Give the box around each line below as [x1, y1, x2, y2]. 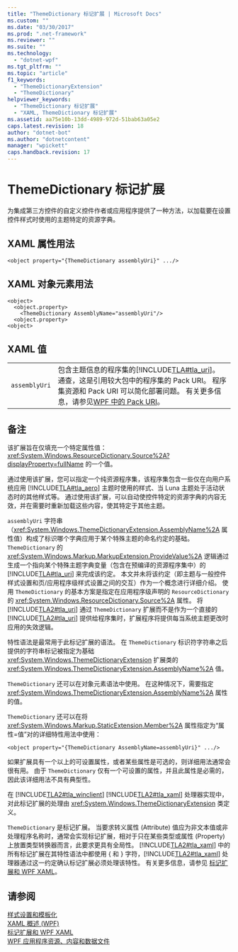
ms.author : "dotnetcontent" [7, 135, 91, 142]
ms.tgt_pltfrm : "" [7, 63, 62, 70]
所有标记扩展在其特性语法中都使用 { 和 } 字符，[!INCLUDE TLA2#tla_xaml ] [7, 850, 221, 858]
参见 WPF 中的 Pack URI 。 [79, 397, 165, 407]
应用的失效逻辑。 [7, 623, 57, 632]
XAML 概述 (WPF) [7, 919, 59, 927]
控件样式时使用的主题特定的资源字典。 [7, 215, 119, 223]
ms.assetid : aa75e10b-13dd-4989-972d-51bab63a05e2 [7, 116, 160, 123]
